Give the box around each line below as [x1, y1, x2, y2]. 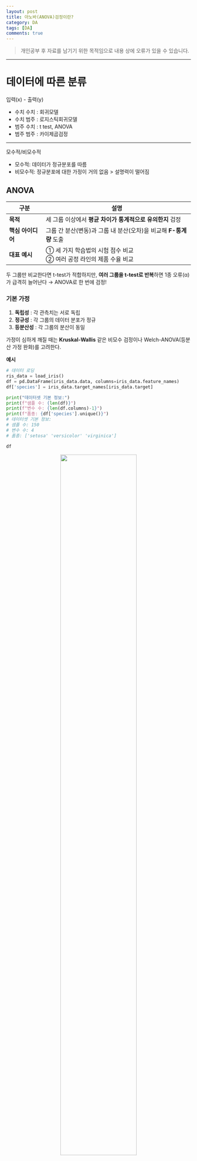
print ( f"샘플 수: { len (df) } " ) [6, 400, 76, 406]
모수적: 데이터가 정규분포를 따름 [14, 161, 87, 168]
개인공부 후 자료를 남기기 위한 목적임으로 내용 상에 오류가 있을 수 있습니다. [20, 48, 189, 55]
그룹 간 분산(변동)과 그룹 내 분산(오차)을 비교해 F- [46, 226, 176, 235]
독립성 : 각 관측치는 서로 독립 [14, 309, 81, 316]
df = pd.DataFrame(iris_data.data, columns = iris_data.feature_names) [6, 378, 180, 384]
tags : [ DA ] [6, 25, 33, 31]
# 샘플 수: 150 [6, 422, 40, 428]
